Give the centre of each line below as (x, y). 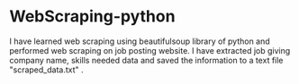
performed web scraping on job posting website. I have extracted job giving (150, 50)
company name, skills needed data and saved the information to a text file (146, 60)
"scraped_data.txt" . (46, 70)
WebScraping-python (92, 17)
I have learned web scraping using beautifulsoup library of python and (140, 41)
